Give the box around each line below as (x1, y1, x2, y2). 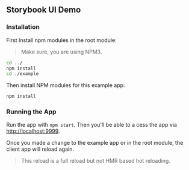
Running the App (6, 108, 57, 116)
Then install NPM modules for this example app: (6, 82, 125, 89)
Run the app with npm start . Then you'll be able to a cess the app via (6, 121, 178, 129)
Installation (6, 23, 40, 31)
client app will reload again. (6, 145, 74, 153)
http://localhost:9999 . (6, 127, 60, 135)
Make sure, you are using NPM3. (20, 48, 102, 55)
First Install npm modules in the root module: (6, 36, 117, 44)
